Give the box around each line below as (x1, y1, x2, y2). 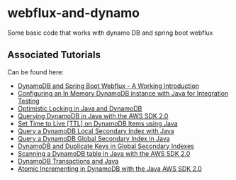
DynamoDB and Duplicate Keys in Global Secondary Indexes (17, 142, 195, 150)
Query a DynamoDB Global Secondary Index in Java (17, 134, 170, 142)
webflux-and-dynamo (7, 5, 140, 21)
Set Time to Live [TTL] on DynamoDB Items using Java (17, 119, 179, 128)
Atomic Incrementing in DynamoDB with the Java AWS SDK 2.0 (17, 164, 202, 173)
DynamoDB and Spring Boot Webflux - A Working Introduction (17, 81, 200, 90)
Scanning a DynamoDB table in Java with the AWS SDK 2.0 (17, 149, 191, 157)
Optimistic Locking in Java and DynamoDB (17, 104, 142, 113)
